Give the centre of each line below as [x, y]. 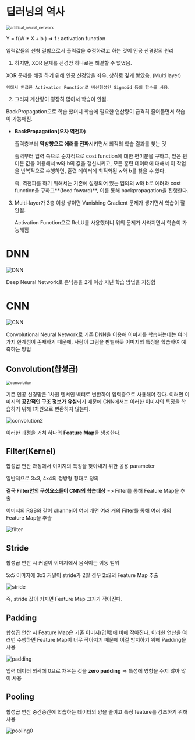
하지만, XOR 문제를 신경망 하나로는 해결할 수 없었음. [73, 63]
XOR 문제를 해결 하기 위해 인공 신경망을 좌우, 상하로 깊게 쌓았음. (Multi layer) [94, 75]
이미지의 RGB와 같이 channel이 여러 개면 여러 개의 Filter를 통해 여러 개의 [89, 511]
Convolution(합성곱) [42, 369]
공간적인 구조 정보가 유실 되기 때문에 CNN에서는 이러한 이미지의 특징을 [101, 402]
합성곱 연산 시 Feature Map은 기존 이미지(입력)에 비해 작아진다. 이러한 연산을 [94, 632]
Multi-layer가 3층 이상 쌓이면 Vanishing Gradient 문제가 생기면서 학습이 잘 [100, 203]
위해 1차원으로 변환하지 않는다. [56, 409]
